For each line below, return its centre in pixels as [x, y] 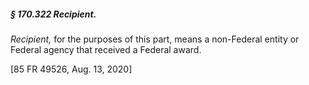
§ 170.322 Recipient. [53, 14]
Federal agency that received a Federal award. [106, 49]
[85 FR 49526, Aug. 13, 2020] [71, 69]
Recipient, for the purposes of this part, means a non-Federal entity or [155, 39]
